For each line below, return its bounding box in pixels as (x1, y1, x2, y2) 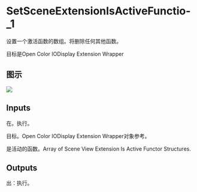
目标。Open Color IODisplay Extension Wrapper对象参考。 (6, 132, 150, 139)
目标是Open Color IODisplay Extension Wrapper (6, 50, 124, 58)
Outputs (6, 163, 38, 173)
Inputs (6, 103, 31, 113)
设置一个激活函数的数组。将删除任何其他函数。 (6, 37, 122, 44)
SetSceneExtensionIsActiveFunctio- (6, 4, 191, 18)
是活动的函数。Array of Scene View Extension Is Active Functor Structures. (6, 145, 192, 152)
